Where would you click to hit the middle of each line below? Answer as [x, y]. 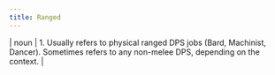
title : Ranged [35, 17]
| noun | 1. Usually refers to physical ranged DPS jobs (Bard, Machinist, [138, 42]
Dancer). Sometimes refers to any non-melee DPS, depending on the [135, 52]
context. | [27, 61]
